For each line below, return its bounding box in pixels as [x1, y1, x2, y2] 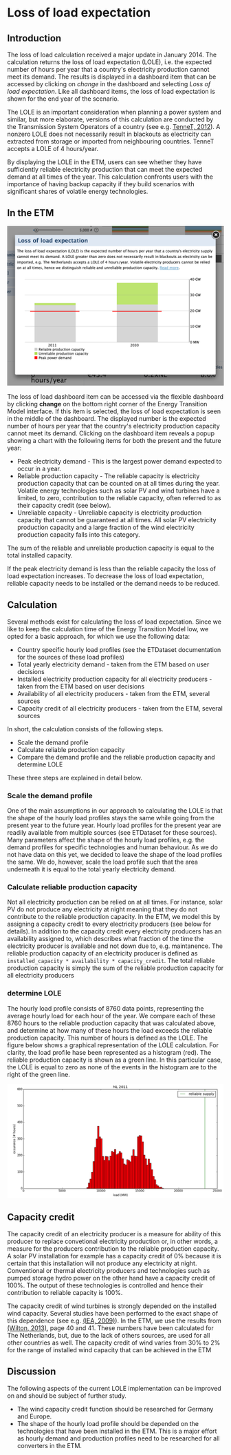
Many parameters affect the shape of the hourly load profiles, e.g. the [7, 836, 205, 844]
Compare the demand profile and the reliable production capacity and [16, 753, 215, 761]
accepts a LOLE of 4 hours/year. [7, 145, 98, 152]
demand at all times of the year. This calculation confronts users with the [7, 172, 213, 181]
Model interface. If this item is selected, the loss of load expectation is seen [7, 407, 221, 415]
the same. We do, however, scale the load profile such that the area [7, 858, 198, 867]
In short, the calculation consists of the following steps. [7, 724, 164, 733]
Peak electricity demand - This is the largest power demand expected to [16, 457, 222, 465]
